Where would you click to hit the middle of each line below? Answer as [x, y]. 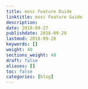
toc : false [19, 71]
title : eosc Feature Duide [39, 11]
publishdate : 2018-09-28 [36, 33]
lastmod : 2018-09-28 [31, 39]
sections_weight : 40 [31, 55]
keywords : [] [22, 44]
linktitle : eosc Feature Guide [44, 17]
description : [22, 22]
